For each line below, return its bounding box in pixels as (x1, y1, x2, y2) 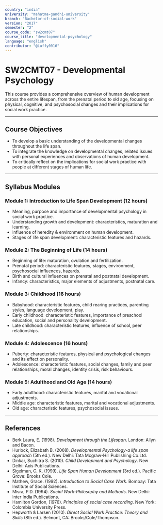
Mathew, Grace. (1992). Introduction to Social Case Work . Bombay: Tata (12, 479, 156, 485)
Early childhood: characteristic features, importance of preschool (12, 312, 143, 318)
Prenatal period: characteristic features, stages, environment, (12, 263, 135, 269)
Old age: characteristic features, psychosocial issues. (12, 405, 119, 411)
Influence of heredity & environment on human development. (12, 229, 134, 235)
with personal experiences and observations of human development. (12, 154, 150, 160)
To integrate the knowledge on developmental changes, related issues (12, 148, 153, 154)
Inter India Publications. (12, 494, 60, 500)
